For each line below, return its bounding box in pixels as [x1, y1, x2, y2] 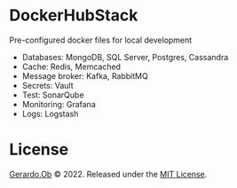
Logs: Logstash [21, 108, 79, 119]
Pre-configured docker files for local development [9, 35, 193, 45]
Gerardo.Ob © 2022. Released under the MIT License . [9, 168, 208, 179]
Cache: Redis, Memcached [21, 61, 122, 72]
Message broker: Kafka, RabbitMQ [21, 70, 148, 81]
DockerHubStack [9, 5, 138, 26]
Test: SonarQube [21, 90, 84, 100]
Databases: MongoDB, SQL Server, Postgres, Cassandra [21, 51, 229, 62]
